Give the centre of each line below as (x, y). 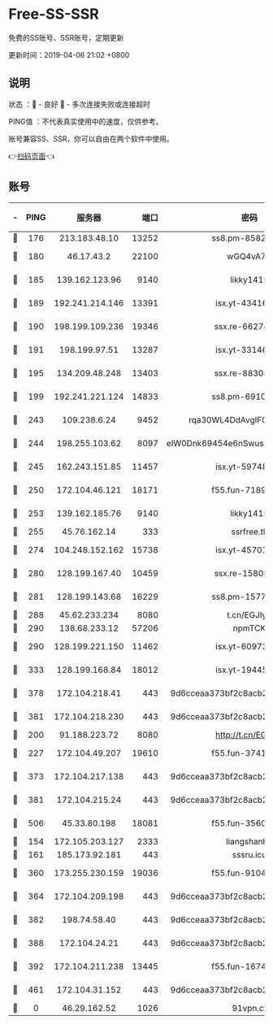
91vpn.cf (249, 1008)
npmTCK (249, 628)
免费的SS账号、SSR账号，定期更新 (66, 37)
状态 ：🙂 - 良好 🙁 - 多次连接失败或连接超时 (79, 104)
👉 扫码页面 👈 (32, 156)
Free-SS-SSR (54, 14)
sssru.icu (249, 854)
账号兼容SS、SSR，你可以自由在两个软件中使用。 (91, 138)
